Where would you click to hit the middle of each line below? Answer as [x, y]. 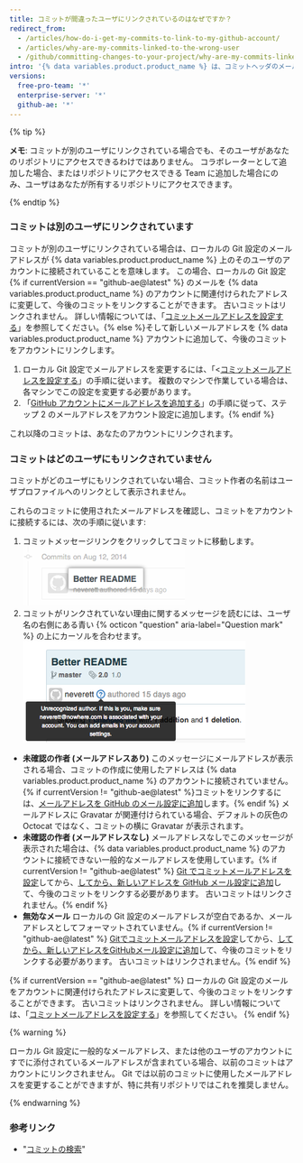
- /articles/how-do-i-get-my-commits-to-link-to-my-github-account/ [149, 38]
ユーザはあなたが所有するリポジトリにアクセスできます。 [131, 184]
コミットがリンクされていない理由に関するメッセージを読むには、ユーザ [156, 614]
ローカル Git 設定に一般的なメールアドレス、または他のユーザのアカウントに [151, 1051]
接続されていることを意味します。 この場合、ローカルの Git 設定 [167, 271]
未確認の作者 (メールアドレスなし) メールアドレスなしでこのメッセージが [157, 837]
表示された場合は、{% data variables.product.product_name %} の [146, 849]
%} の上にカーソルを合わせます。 [84, 636]
